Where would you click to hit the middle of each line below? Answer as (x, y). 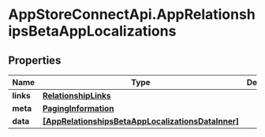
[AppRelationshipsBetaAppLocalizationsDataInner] (140, 121)
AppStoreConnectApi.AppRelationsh (132, 15)
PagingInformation (78, 108)
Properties (35, 60)
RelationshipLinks (77, 96)
